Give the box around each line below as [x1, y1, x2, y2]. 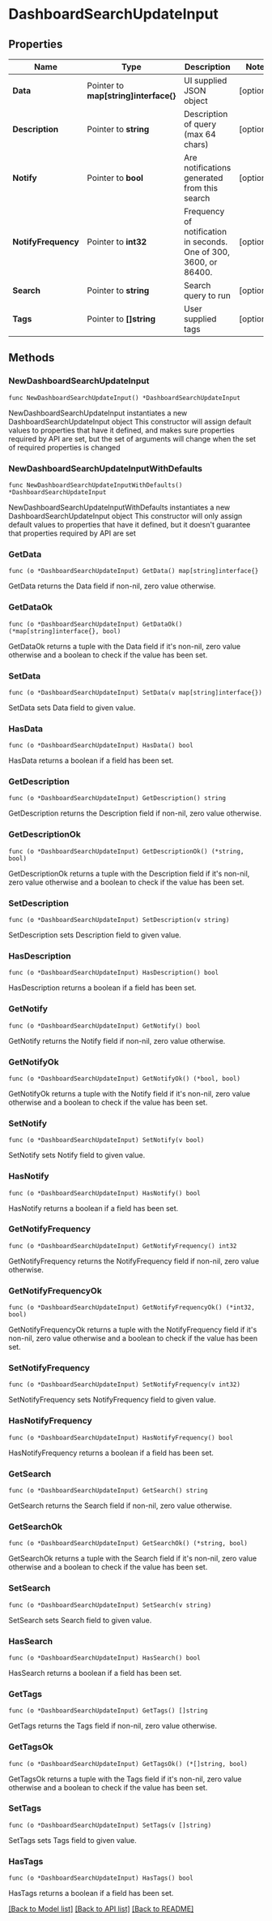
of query [183, 118, 217, 130]
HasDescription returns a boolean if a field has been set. [8, 983, 197, 993]
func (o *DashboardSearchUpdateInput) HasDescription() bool [8, 969, 219, 977]
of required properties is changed [8, 442, 121, 452]
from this [183, 183, 219, 193]
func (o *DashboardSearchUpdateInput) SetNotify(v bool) [8, 1136, 205, 1144]
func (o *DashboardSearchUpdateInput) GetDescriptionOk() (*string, [8, 847, 244, 855]
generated [183, 172, 223, 183]
